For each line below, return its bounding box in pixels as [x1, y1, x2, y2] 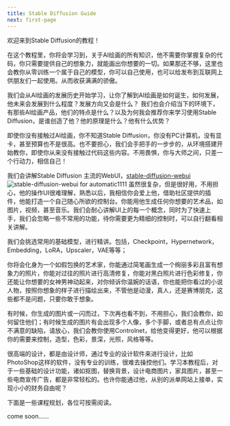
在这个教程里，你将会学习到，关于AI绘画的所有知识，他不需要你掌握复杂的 [7, 51, 217, 59]
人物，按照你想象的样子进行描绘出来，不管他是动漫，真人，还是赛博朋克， [7, 286, 217, 295]
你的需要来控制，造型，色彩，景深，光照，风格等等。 [7, 335, 157, 343]
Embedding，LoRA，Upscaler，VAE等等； [7, 246, 127, 254]
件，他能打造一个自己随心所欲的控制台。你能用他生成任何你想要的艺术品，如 [7, 197, 223, 205]
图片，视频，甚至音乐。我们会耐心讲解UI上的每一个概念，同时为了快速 [7, 205, 205, 214]
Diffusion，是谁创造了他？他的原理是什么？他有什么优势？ [7, 116, 171, 125]
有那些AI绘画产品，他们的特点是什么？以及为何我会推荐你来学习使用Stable [7, 108, 217, 116]
